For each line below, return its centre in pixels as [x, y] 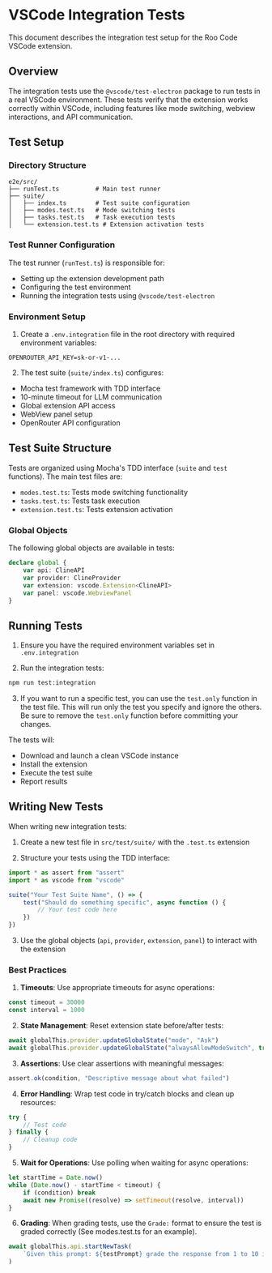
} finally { [28, 1132]
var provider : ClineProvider [72, 578]
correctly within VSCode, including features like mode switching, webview [132, 108]
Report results [44, 782]
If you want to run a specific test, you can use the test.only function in [138, 698]
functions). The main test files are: [66, 476]
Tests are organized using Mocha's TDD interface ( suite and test [118, 468]
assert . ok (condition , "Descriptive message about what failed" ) [119, 1078]
